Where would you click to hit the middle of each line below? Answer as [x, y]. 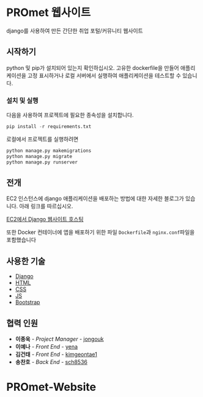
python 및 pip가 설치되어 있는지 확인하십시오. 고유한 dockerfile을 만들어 [93, 67]
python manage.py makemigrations [49, 151]
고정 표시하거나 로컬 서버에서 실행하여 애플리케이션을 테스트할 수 [104, 75]
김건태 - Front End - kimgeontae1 [56, 354]
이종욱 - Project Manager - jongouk [59, 339]
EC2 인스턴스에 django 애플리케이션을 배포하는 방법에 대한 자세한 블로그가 [95, 198]
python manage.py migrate [39, 156]
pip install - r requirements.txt [49, 127]
